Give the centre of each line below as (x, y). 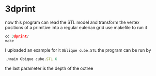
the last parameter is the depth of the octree (49, 68)
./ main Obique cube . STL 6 (31, 59)
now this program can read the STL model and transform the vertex (72, 22)
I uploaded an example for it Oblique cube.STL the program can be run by (78, 50)
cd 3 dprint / (17, 36)
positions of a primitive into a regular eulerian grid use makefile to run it (76, 27)
